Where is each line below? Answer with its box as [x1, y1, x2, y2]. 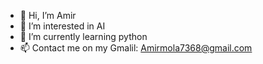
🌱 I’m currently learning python [19, 31, 148, 42]
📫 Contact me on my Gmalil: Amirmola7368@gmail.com [19, 42, 253, 54]
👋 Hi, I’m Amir [19, 10, 77, 21]
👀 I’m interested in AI [19, 20, 106, 32]
